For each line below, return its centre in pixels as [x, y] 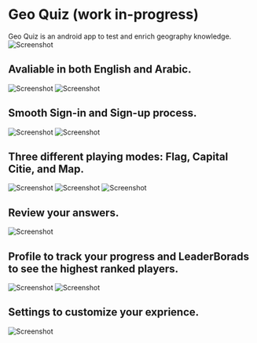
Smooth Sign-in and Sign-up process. [103, 113]
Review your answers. [64, 213]
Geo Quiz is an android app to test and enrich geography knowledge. [120, 36]
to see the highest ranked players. [94, 269]
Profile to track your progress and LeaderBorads [129, 256]
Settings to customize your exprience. [104, 312]
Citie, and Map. [46, 169]
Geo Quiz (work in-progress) [103, 15]
